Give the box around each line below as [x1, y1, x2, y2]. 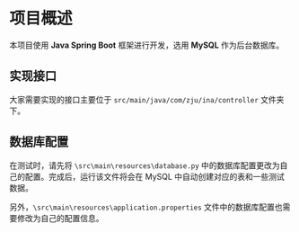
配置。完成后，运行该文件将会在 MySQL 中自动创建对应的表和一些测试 [24, 171, 286, 182]
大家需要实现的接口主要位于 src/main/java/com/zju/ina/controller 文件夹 [9, 94, 285, 104]
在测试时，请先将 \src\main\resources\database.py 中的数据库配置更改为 [9, 159, 280, 171]
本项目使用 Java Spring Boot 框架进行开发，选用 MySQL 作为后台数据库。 [9, 40, 285, 50]
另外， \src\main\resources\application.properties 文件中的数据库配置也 [9, 201, 283, 212]
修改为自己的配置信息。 [16, 212, 104, 223]
